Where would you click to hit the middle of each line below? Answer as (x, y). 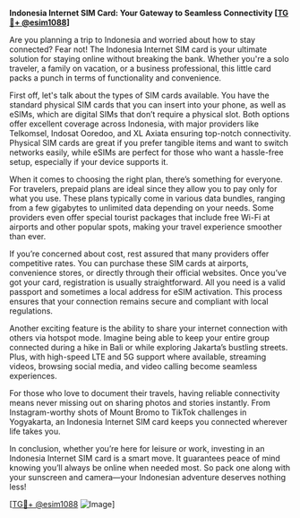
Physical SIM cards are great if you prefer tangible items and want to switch (149, 143)
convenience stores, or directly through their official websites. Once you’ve (148, 273)
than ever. (28, 236)
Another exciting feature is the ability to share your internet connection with (149, 328)
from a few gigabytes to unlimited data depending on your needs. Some (142, 208)
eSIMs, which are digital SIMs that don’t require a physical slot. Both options (150, 114)
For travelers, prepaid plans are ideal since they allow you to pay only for (143, 189)
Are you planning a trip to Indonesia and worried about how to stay (133, 40)
